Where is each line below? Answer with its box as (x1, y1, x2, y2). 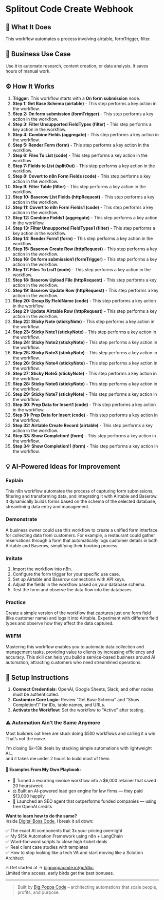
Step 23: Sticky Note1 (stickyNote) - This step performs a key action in (12, 329, 156, 335)
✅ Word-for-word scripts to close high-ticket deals (5, 838, 108, 844)
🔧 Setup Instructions (5, 673, 69, 682)
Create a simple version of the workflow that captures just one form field (5, 610, 151, 616)
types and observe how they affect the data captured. (5, 621, 114, 626)
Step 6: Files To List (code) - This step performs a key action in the (12, 152, 148, 158)
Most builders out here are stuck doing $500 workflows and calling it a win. (5, 730, 157, 736)
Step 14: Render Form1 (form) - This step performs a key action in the (12, 236, 153, 241)
